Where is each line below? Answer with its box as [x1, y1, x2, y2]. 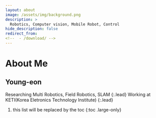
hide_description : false [5, 26, 58, 32]
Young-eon [5, 78, 42, 86]
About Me [5, 58, 48, 69]
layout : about [5, 7, 36, 13]
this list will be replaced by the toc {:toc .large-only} [12, 106, 122, 112]
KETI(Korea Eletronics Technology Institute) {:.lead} [5, 97, 114, 103]
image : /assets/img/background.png [5, 12, 81, 17]
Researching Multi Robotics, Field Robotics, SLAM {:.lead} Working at [5, 91, 151, 97]
